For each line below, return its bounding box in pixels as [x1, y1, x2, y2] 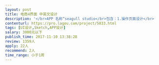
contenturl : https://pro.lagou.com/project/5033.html [5, 21, 117, 26]
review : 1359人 [5, 39, 35, 44]
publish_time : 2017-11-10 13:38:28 [5, 35, 78, 40]
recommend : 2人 [5, 48, 35, 53]
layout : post [5, 7, 32, 12]
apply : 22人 [5, 43, 29, 48]
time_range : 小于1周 [5, 52, 45, 58]
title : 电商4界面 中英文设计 [5, 12, 58, 17]
